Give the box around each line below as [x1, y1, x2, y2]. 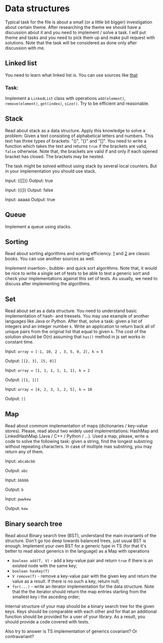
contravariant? [5, 633, 34, 639]
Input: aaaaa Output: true [5, 196, 55, 202]
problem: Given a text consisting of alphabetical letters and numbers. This [5, 133, 154, 139]
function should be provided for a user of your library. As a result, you [5, 613, 145, 620]
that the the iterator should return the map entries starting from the [12, 588, 147, 594]
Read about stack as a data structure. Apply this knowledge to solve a [5, 127, 145, 133]
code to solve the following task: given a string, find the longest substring [5, 439, 153, 444]
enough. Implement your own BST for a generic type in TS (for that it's [5, 543, 146, 549]
